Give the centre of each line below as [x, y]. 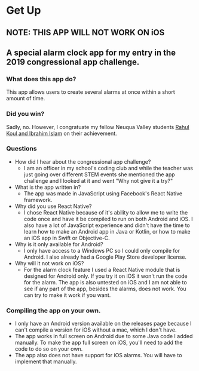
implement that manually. [46, 361]
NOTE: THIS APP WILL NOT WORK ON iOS [85, 33]
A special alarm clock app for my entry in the [91, 52]
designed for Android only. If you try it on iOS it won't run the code [106, 276]
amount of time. [26, 99]
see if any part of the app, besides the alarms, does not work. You [105, 289]
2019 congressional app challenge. [73, 62]
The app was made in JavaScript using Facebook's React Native [103, 193]
